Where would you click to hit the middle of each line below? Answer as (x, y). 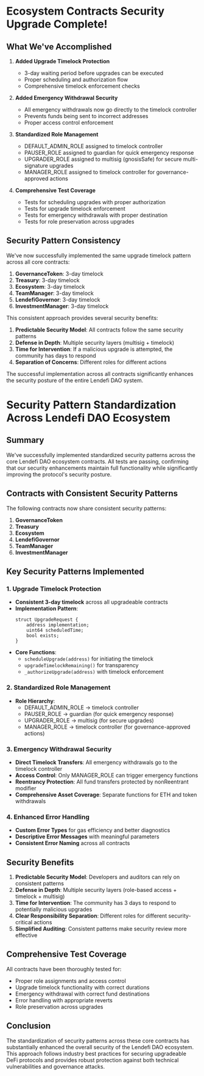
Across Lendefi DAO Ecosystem (88, 418)
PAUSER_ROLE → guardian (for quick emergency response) (99, 713)
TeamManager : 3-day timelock (55, 293)
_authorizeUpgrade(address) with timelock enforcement (94, 672)
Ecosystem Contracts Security (86, 11)
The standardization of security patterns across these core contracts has (98, 1041)
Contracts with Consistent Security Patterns (92, 494)
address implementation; (58, 625)
